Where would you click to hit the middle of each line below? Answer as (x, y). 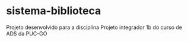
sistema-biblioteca (54, 11)
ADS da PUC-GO (27, 33)
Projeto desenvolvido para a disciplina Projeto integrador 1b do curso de (94, 27)
